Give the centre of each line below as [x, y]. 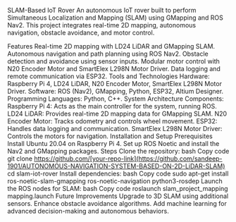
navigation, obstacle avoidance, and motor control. [81, 32]
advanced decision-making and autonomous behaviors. [88, 211]
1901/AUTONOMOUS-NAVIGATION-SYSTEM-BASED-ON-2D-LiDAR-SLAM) [116, 166]
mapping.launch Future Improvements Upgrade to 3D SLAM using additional [118, 196]
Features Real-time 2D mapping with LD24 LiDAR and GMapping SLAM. [111, 46]
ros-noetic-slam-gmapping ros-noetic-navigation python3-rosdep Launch [115, 181]
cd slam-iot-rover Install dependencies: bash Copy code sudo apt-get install [118, 173]
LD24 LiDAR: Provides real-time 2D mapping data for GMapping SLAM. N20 [117, 113]
